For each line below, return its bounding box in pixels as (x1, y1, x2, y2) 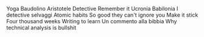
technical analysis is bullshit (6, 24, 77, 31)
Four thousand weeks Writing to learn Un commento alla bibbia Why (6, 18, 177, 24)
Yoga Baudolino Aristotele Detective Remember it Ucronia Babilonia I (6, 5, 178, 12)
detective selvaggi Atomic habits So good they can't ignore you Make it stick (6, 11, 199, 18)
